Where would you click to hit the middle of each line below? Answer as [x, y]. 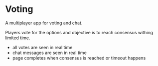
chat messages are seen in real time [50, 53]
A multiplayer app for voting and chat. [44, 23]
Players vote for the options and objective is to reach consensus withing [79, 32]
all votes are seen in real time [42, 47]
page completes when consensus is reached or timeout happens [79, 58]
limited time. [18, 38]
